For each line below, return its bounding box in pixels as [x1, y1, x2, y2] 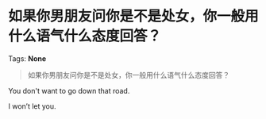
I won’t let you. [8, 101, 57, 111]
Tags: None [8, 53, 47, 63]
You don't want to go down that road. [8, 86, 130, 95]
